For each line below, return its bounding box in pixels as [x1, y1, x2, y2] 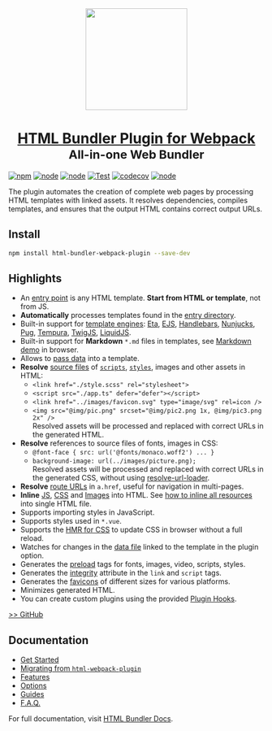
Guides [19, 690, 45, 699]
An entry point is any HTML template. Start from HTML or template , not [19, 293, 261, 303]
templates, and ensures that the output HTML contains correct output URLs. [8, 203, 262, 214]
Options [19, 681, 47, 690]
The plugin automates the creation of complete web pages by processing [8, 186, 254, 196]
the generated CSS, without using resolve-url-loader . [32, 473, 210, 483]
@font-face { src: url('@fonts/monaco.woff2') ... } [32, 449, 215, 457]
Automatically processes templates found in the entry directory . [19, 311, 236, 320]
